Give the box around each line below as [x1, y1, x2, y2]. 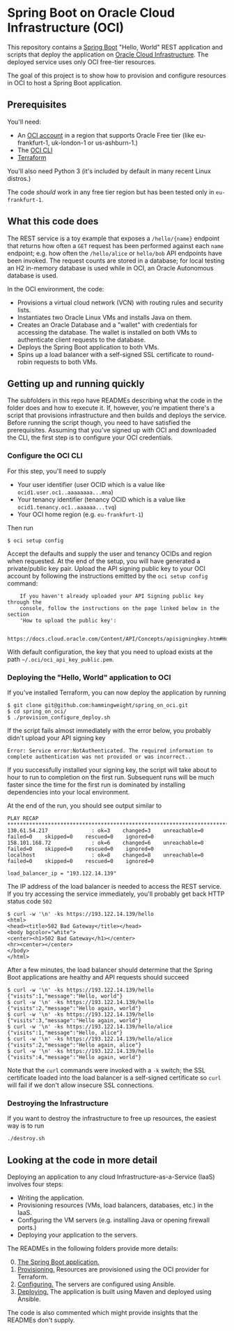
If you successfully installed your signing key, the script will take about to [7, 765, 217, 773]
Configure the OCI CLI [7, 451, 83, 460]
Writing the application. [17, 1193, 85, 1202]
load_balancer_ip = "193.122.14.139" [7, 870, 117, 877]
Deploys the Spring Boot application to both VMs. [17, 342, 159, 351]
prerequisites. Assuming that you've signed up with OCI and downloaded [7, 426, 217, 435]
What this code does [7, 215, 99, 228]
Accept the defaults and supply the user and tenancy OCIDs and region [7, 549, 212, 558]
